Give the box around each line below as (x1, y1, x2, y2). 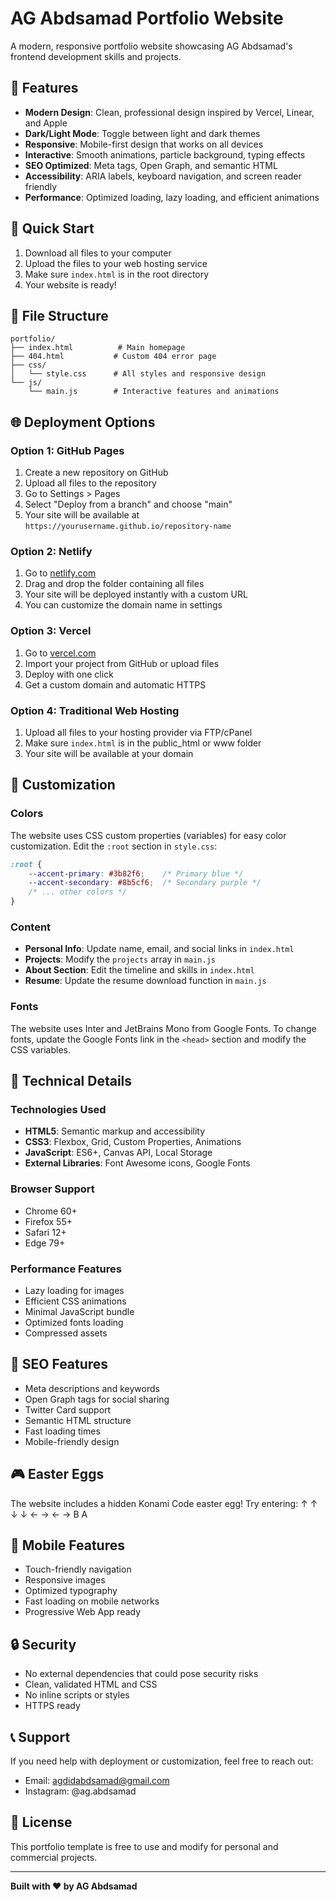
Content (10, 920, 52, 934)
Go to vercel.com (24, 647, 97, 659)
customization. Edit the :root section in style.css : (10, 840, 218, 852)
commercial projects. (10, 1851, 98, 1863)
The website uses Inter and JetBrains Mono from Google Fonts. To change (10, 1022, 317, 1034)
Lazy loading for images (24, 1284, 125, 1296)
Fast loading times (24, 1425, 101, 1437)
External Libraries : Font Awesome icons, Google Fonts (24, 1157, 251, 1169)
